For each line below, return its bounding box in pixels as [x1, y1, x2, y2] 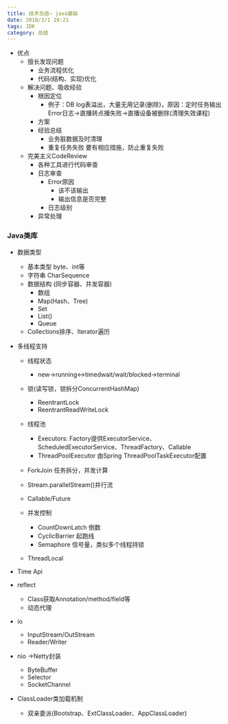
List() [37, 312, 53, 320]
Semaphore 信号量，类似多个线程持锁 [37, 540, 145, 548]
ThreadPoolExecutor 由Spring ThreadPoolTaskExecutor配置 [37, 451, 207, 460]
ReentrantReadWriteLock [37, 405, 109, 414]
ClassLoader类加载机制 [16, 694, 84, 703]
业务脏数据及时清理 [47, 135, 103, 143]
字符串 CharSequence [27, 271, 90, 279]
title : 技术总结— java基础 [7, 10, 78, 17]
